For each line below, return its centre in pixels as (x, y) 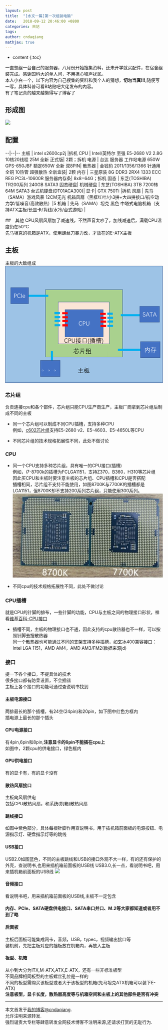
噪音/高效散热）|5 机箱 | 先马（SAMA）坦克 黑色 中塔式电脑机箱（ (88, 203)
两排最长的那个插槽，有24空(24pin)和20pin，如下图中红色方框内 (72, 711)
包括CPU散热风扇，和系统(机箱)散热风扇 (46, 804)
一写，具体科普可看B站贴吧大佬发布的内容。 (50, 86)
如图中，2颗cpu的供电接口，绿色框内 (43, 748)
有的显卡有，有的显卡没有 (31, 773)
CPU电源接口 (19, 730)
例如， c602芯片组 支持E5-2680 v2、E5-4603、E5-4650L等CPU (78, 430)
